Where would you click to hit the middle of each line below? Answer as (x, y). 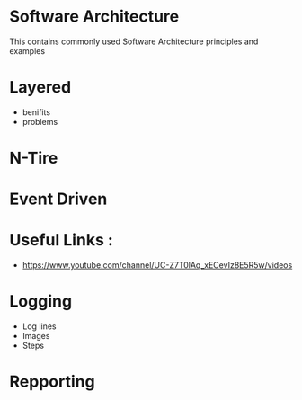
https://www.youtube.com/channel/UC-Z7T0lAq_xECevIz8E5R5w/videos (157, 265)
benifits (36, 112)
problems (40, 121)
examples (27, 50)
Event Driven (58, 199)
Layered (40, 88)
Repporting (53, 382)
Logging (41, 302)
